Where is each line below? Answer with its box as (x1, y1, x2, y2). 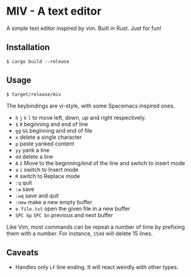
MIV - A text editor (6, 4, 102, 18)
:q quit (15, 179, 32, 186)
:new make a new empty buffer (15, 198, 93, 205)
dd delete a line (15, 153, 53, 160)
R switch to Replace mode (15, 172, 81, 180)
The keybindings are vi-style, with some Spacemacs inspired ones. (6, 102, 175, 109)
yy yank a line (15, 146, 50, 153)
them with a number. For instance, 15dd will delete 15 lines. (6, 229, 153, 237)
